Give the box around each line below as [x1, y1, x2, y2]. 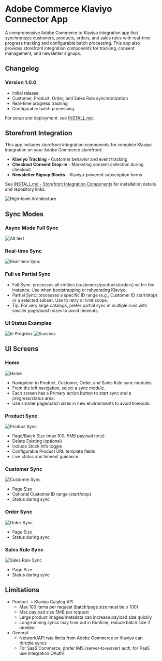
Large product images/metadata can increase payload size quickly [19, 614, 152, 620]
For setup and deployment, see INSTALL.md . [5, 115, 94, 121]
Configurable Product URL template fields [12, 448, 95, 454]
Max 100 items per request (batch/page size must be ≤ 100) [19, 604, 139, 610]
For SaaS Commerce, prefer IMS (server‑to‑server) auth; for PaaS [19, 645, 150, 651]
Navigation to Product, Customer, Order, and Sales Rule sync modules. [12, 380, 153, 385]
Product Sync [5, 413, 38, 419]
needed [19, 625, 35, 630]
